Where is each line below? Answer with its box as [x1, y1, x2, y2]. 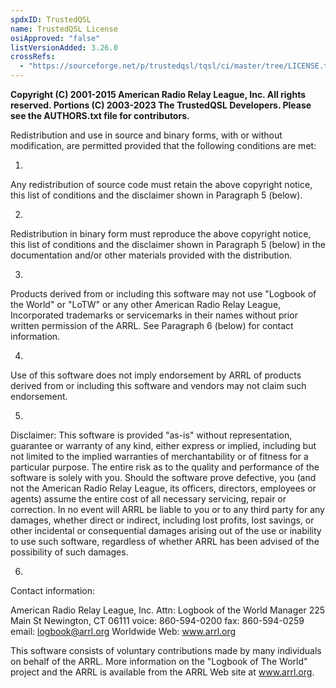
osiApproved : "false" [10, 33, 101, 43]
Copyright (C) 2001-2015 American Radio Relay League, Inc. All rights [10, 89, 307, 100]
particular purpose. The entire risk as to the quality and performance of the [10, 461, 320, 473]
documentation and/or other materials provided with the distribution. [10, 249, 293, 261]
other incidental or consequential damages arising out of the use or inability [10, 525, 322, 536]
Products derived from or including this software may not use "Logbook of [10, 288, 317, 300]
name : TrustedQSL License [10, 24, 118, 34]
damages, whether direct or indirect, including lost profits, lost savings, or [10, 514, 315, 526]
